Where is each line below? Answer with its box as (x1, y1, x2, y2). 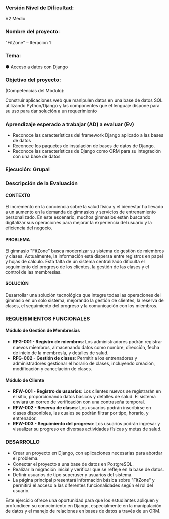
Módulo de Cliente (5, 377, 44, 383)
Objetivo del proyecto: (5, 76, 61, 83)
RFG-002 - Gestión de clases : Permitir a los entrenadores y (12, 355, 137, 361)
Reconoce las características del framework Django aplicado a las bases (12, 132, 164, 138)
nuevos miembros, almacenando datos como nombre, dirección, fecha (12, 344, 160, 351)
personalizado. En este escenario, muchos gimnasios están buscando (5, 214, 151, 220)
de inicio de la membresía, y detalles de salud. (12, 350, 109, 356)
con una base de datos (12, 153, 61, 160)
